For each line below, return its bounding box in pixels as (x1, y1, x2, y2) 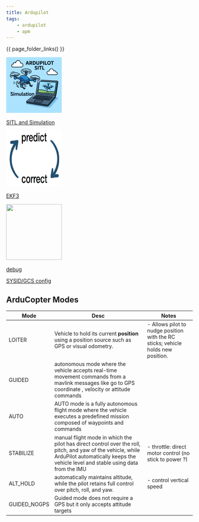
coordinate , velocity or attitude (54, 386, 130, 393)
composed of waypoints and (54, 419, 124, 426)
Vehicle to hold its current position (54, 330, 139, 337)
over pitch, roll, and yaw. (54, 486, 114, 493)
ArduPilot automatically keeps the (54, 453, 136, 460)
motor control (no (147, 450, 190, 457)
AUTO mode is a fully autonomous (54, 400, 138, 407)
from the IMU (54, 465, 87, 472)
